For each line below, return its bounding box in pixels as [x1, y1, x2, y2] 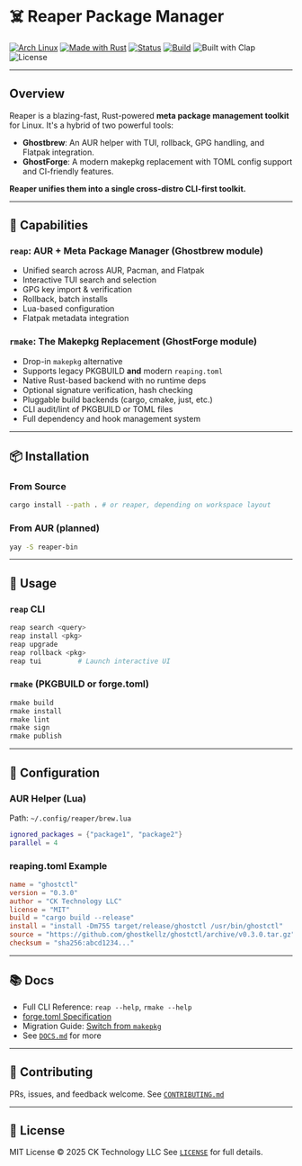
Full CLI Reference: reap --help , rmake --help [22, 1001, 192, 1012]
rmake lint [9, 715, 50, 724]
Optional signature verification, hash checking [22, 384, 193, 395]
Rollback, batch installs [22, 293, 108, 305]
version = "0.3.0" [9, 888, 78, 897]
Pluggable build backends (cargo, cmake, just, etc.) [22, 394, 213, 405]
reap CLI [9, 603, 46, 615]
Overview [9, 86, 66, 102]
